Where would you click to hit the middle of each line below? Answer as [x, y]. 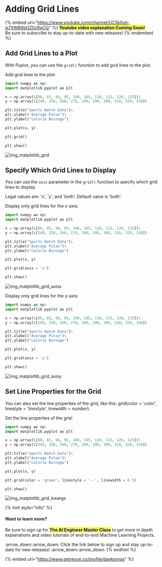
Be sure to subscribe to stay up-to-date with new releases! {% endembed [79, 33]
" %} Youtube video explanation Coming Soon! [97, 27]
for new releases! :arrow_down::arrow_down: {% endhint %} [76, 549]
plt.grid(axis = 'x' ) [27, 268]
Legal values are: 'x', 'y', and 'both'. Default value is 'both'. [63, 196]
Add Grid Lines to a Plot [41, 53]
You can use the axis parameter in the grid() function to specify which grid [81, 182]
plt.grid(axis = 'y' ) [27, 358]
